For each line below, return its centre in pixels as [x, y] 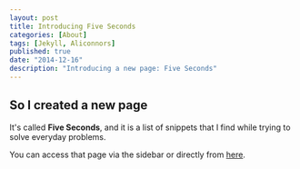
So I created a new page [79, 105]
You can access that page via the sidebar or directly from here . [127, 154]
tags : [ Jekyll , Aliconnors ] [63, 43]
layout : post [34, 18]
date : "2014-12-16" [46, 60]
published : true [40, 52]
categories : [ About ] [49, 35]
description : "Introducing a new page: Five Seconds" [114, 69]
